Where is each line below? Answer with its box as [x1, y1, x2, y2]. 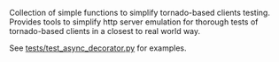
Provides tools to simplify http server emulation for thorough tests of [9, 17, 259, 27]
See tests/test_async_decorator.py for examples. [9, 43, 188, 53]
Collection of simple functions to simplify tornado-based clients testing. [9, 8, 270, 17]
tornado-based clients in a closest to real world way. [9, 26, 201, 36]
